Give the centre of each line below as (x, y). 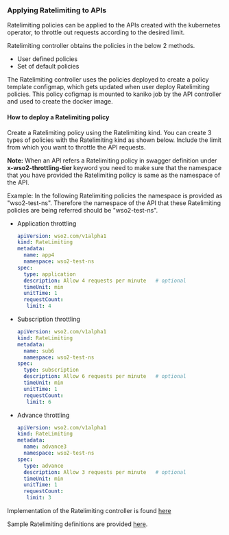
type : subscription (51, 370)
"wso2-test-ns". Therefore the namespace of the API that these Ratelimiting (114, 203)
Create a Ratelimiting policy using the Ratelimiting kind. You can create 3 (109, 132)
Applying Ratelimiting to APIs (57, 10)
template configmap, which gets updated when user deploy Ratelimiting (109, 87)
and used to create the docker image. (60, 102)
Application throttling (47, 223)
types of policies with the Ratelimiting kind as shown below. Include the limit (114, 140)
